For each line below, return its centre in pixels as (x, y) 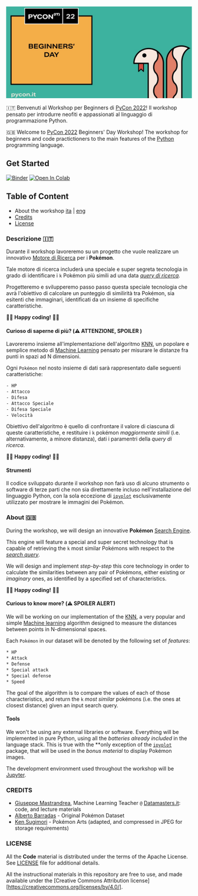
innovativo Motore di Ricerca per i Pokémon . (60, 257)
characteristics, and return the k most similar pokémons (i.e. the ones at (93, 699)
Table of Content (37, 197)
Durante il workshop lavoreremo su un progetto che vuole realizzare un (93, 251)
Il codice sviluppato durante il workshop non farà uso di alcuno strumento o (98, 483)
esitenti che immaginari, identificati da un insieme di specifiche (82, 299)
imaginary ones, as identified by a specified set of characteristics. (86, 578)
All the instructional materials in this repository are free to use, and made (94, 874)
